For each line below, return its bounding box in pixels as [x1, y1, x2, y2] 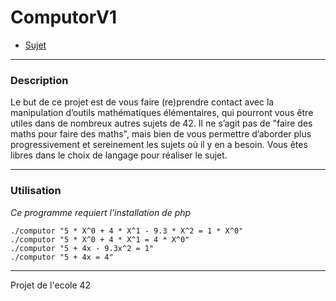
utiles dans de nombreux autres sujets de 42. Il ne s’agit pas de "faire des [10, 117, 313, 130]
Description [10, 73, 69, 87]
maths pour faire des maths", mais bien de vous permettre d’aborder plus [10, 128, 312, 140]
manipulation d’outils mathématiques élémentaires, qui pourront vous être [10, 107, 314, 119]
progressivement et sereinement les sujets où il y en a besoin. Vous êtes [10, 139, 308, 151]
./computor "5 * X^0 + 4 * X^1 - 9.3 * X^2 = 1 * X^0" [10, 226, 244, 236]
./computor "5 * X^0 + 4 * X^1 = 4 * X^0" [10, 234, 190, 245]
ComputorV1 [10, 6, 118, 29]
